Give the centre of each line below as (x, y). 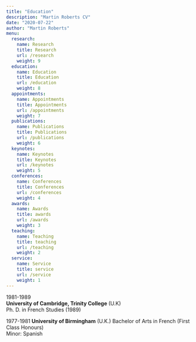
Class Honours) (25, 327)
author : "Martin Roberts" (38, 28)
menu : (13, 34)
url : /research (35, 55)
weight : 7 (29, 116)
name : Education (37, 72)
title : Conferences (41, 187)
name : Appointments (41, 99)
